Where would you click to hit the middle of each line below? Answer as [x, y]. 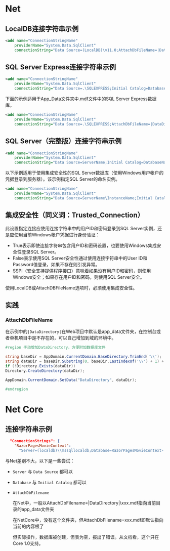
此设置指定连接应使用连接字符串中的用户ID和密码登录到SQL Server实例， [81, 228]
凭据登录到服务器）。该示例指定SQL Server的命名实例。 [63, 179]
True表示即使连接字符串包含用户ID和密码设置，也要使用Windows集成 [84, 245]
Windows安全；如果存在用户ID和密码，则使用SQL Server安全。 [78, 277]
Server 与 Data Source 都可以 [43, 472]
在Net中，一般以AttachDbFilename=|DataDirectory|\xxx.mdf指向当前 [84, 503]
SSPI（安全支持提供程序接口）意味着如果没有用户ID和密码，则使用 [82, 271]
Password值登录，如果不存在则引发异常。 [56, 264]
